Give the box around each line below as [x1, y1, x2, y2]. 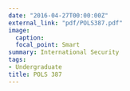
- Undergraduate [8, 63, 62, 71]
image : [8, 26, 30, 34]
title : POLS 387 [8, 70, 62, 78]
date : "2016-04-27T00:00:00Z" [8, 11, 109, 20]
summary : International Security [8, 48, 120, 56]
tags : [8, 56, 26, 64]
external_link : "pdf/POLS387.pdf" [8, 19, 124, 27]
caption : [15, 33, 45, 42]
